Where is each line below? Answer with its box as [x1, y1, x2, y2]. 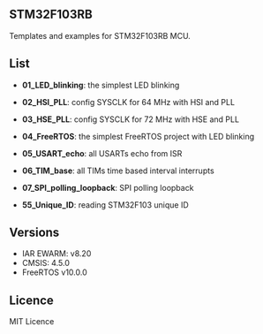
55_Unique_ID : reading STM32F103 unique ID [21, 199, 189, 210]
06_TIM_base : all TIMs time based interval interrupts [21, 165, 214, 176]
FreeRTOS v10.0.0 [21, 267, 87, 277]
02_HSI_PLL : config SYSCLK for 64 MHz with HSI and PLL [21, 96, 236, 107]
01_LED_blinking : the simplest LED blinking [21, 80, 180, 90]
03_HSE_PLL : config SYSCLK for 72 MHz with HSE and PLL [21, 114, 240, 125]
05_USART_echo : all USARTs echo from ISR [21, 148, 183, 158]
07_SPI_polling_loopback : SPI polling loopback [21, 182, 194, 193]
